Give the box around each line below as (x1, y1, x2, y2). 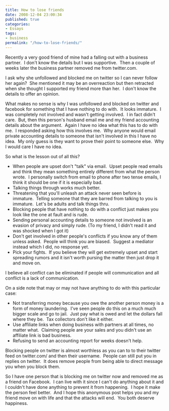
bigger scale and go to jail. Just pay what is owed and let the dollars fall (12, 310, 163, 316)
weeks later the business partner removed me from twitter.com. (5, 65, 138, 71)
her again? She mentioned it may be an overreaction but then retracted (5, 80, 154, 86)
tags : (5, 31, 17, 36)
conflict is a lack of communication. (5, 275, 79, 281)
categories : (5, 21, 30, 27)
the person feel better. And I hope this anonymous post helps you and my (5, 389, 159, 395)
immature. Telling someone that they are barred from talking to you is (12, 195, 158, 201)
